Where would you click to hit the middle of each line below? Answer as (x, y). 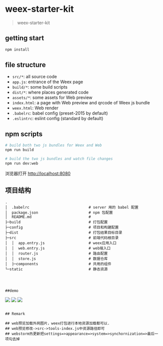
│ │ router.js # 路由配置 (56, 253)
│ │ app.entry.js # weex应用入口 (61, 243)
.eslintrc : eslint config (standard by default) (58, 119)
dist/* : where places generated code (50, 93)
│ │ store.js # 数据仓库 (56, 259)
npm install (17, 49)
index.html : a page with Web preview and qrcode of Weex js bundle (81, 103)
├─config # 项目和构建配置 (62, 227)
